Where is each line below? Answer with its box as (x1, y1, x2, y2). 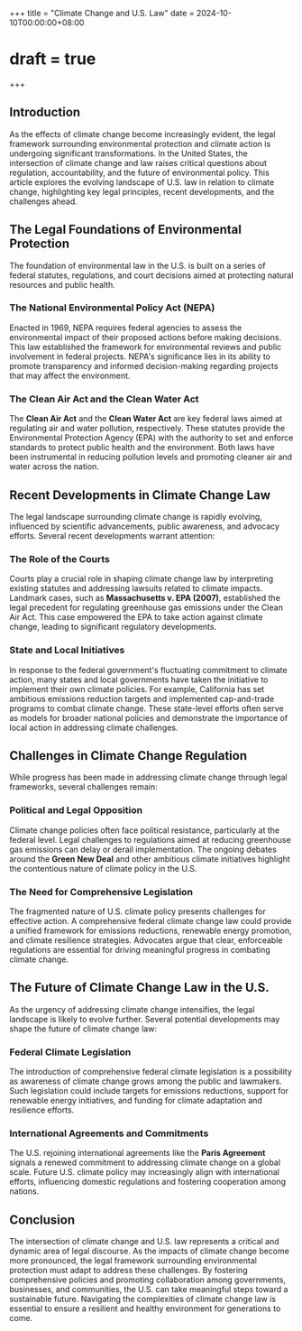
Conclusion (9, 1212, 76, 1227)
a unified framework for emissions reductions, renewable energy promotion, (9, 925, 292, 936)
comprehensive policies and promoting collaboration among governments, (9, 1274, 287, 1285)
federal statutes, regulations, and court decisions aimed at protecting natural (9, 270, 294, 281)
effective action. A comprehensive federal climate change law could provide (9, 915, 292, 926)
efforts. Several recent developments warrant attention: (9, 530, 215, 541)
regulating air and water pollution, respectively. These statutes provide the (9, 423, 286, 434)
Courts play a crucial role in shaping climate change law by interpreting (9, 573, 273, 585)
